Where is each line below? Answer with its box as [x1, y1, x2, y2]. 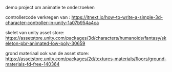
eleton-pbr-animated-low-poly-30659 [5, 40, 85, 46]
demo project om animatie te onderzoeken [5, 5, 95, 10]
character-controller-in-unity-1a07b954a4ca [5, 20, 99, 26]
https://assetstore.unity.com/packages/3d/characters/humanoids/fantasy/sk [5, 35, 167, 41]
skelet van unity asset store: [5, 30, 65, 35]
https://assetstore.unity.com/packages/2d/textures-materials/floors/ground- [5, 56, 167, 62]
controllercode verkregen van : [5, 14, 71, 20]
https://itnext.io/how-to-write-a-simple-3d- [71, 14, 163, 20]
